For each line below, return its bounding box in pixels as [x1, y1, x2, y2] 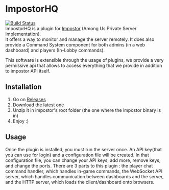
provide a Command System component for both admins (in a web [5, 41, 146, 47]
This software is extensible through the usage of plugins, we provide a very [5, 57, 164, 63]
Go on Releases [12, 96, 46, 102]
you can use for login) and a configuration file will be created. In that [5, 152, 149, 158]
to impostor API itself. [5, 67, 51, 74]
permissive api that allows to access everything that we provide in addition [5, 62, 162, 68]
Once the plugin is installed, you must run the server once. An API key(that [5, 146, 162, 152]
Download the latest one [12, 102, 64, 108]
